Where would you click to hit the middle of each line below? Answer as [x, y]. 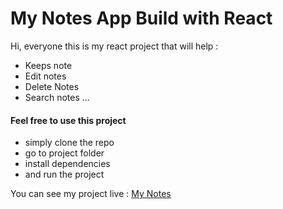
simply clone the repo [69, 143]
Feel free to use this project [68, 120]
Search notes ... [57, 97]
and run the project [64, 174]
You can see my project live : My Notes [91, 194]
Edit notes [45, 76]
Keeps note [48, 65]
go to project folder [64, 153]
